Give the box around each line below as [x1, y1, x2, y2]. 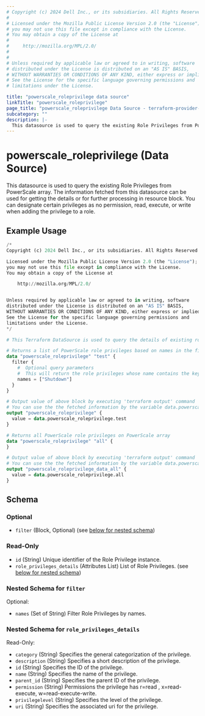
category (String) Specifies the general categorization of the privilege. [15, 651, 192, 658]
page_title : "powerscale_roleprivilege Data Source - [6, 105, 146, 111]
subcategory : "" [6, 111, 48, 117]
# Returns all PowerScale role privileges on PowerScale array [6, 432, 171, 438]
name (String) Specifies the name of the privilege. [15, 670, 138, 677]
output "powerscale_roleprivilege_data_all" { [6, 466, 127, 473]
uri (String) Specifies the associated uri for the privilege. [15, 703, 159, 710]
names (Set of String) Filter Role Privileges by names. [15, 610, 146, 618]
